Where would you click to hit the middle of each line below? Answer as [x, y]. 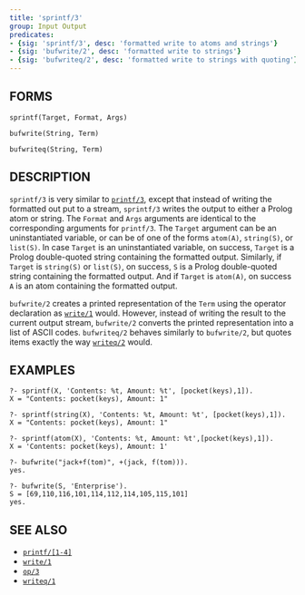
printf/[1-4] [47, 553]
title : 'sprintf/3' [46, 18]
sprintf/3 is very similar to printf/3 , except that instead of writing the [141, 199]
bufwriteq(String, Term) [56, 149]
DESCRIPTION [50, 177]
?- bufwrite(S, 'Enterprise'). [69, 486]
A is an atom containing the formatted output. [93, 286]
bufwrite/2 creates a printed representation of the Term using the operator [148, 303]
